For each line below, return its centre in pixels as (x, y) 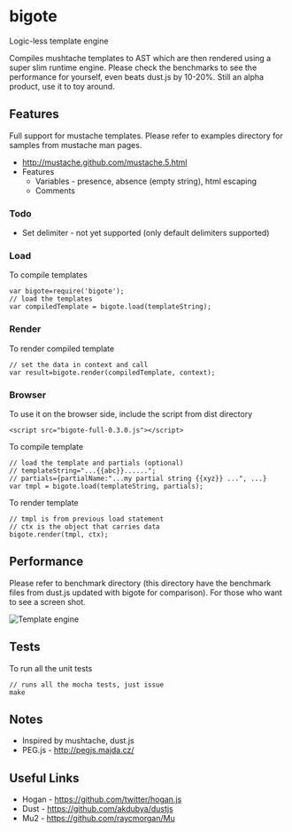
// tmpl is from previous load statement (87, 519)
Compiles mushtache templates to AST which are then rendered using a (140, 58)
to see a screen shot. (47, 601)
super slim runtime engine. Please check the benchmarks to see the (133, 67)
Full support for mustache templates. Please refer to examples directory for (146, 136)
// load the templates (51, 299)
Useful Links (44, 778)
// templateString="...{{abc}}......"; (83, 471)
